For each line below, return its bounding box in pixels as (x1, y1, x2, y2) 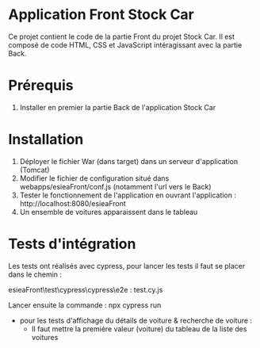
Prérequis (8, 77, 74, 94)
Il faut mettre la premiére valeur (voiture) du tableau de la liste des (31, 323, 247, 334)
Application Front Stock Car (8, 6, 194, 24)
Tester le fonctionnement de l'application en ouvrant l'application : (19, 190, 236, 200)
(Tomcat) (19, 165, 50, 174)
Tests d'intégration (8, 235, 136, 253)
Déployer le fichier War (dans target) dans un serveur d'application (19, 156, 239, 166)
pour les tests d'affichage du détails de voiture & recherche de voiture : (19, 315, 252, 325)
